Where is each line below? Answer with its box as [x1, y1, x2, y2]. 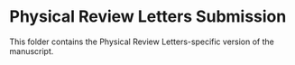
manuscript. [9, 45, 54, 56]
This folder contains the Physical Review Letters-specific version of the [9, 36, 275, 47]
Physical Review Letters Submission [9, 6, 287, 27]
